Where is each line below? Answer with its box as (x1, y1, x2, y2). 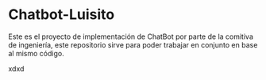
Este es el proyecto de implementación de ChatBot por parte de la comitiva (8, 32, 254, 41)
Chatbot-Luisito (8, 6, 115, 24)
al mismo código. (8, 48, 65, 58)
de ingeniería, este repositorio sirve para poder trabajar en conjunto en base (8, 40, 258, 49)
